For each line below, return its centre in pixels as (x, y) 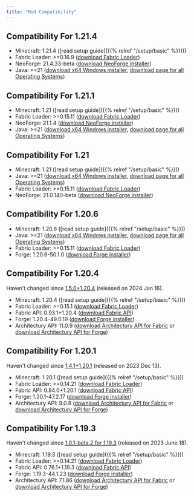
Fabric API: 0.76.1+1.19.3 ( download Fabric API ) (73, 468)
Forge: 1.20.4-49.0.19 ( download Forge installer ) (75, 319)
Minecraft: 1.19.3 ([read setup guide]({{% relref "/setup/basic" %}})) (99, 455)
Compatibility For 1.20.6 (52, 214)
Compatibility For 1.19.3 (51, 428)
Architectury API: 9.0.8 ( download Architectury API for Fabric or (94, 403)
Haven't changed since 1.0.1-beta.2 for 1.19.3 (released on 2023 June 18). (97, 443)
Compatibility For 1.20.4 (53, 274)
